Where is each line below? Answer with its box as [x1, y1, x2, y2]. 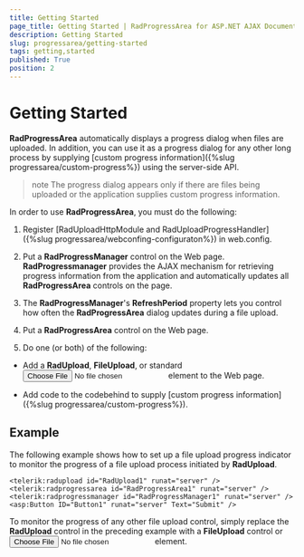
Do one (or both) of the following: [22, 341, 147, 353]
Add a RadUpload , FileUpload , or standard [22, 360, 183, 370]
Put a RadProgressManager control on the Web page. [22, 251, 225, 262]
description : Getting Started [9, 30, 124, 39]
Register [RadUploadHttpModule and [22, 224, 161, 235]
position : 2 [9, 64, 54, 73]
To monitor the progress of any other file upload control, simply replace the [9, 515, 290, 526]
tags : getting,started [9, 47, 95, 56]
